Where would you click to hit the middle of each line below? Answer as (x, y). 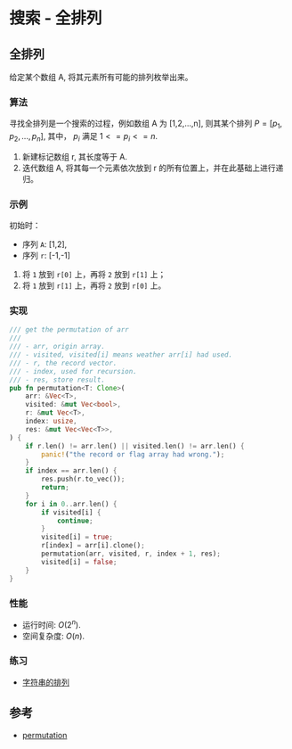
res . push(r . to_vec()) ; (83, 479)
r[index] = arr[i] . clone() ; (93, 546)
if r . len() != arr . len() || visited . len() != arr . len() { (135, 446)
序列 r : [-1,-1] (46, 256)
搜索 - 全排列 (56, 18)
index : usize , (51, 421)
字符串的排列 (45, 682)
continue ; (75, 521)
